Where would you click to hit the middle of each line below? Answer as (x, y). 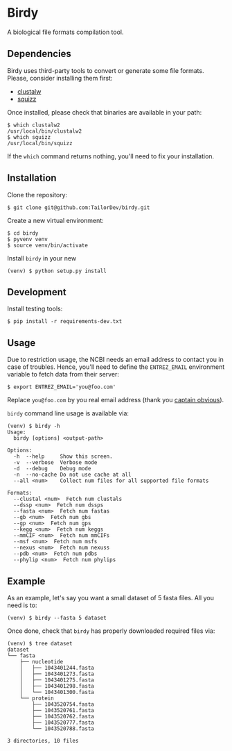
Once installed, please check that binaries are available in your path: (105, 112)
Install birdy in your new (42, 258)
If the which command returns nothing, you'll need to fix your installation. (111, 156)
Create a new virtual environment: (55, 220)
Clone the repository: (37, 195)
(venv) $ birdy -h (34, 426)
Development (37, 292)
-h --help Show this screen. (63, 456)
